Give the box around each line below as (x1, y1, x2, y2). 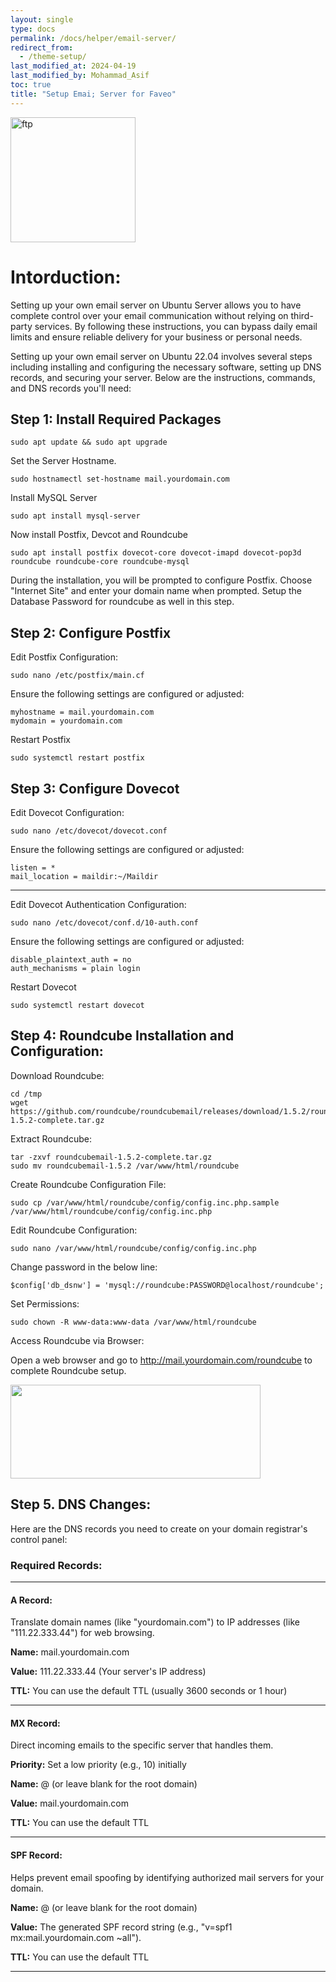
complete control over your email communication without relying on (10, 309, 289, 321)
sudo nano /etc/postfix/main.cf (10, 671, 145, 681)
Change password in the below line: (10, 1261, 158, 1273)
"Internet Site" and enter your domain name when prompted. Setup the (10, 585, 303, 597)
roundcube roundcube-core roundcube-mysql (10, 557, 190, 567)
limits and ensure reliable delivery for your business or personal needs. (10, 331, 303, 343)
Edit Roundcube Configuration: (10, 1224, 138, 1236)
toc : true (10, 80, 52, 90)
